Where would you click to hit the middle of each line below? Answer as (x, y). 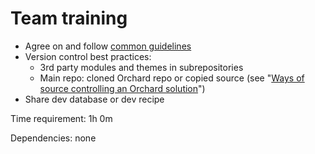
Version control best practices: (88, 56)
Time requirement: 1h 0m (61, 118)
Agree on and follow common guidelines (108, 46)
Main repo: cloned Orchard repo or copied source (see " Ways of (172, 78)
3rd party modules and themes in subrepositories (141, 67)
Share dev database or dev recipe (94, 99)
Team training (69, 18)
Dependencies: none (53, 138)
